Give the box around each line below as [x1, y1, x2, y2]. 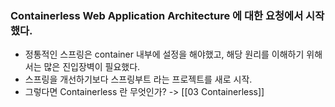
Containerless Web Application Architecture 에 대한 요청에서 [10, 8, 304, 22]
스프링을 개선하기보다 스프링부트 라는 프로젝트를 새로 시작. [24, 73, 253, 86]
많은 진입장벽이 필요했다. [43, 61, 141, 73]
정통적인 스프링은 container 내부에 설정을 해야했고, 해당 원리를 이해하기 [24, 48, 305, 61]
